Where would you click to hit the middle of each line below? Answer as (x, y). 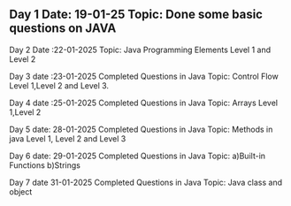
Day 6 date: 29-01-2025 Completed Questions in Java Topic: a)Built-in (138, 156)
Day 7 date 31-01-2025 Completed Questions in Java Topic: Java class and (146, 182)
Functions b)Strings (45, 165)
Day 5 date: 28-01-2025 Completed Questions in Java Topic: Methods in (141, 129)
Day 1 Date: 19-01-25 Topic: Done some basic (136, 15)
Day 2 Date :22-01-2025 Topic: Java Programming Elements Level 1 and (140, 50)
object (21, 191)
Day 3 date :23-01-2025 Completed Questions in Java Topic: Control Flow (144, 76)
